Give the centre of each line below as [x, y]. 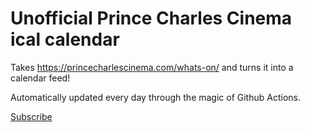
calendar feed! [40, 78]
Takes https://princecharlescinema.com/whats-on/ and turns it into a [152, 67]
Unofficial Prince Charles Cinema [151, 18]
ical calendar [65, 39]
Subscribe [31, 116]
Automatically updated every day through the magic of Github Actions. [155, 97]
